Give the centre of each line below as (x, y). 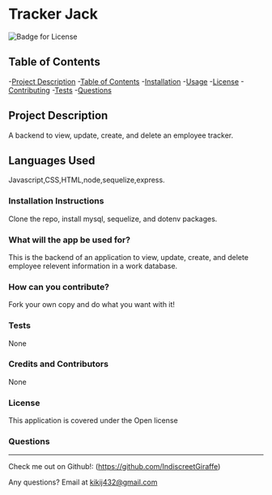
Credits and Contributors (59, 364)
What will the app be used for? (70, 240)
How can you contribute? (59, 287)
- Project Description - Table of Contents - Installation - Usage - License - (126, 81)
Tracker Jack (53, 14)
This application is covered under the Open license (93, 420)
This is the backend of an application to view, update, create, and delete (129, 257)
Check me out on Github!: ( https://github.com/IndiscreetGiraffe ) (115, 467)
